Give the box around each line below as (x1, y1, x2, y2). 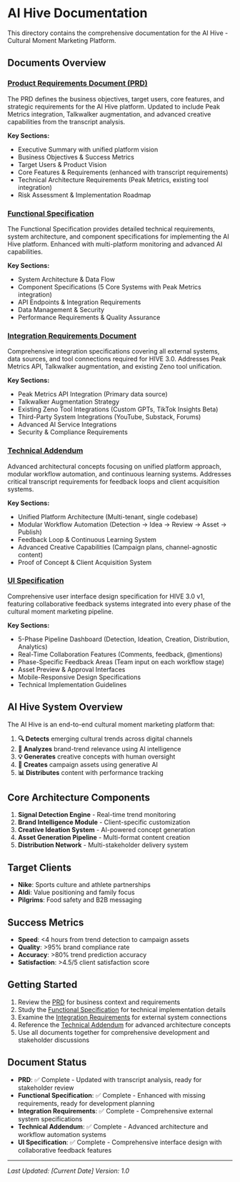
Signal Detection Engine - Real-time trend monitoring (17, 811, 176, 819)
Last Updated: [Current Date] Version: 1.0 (7, 1166, 130, 1175)
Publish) (17, 527, 43, 536)
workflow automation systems (17, 1130, 107, 1138)
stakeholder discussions (17, 1036, 90, 1044)
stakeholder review (17, 1083, 74, 1092)
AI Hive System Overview (7, 701, 124, 713)
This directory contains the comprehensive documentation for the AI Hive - (7, 29, 229, 37)
